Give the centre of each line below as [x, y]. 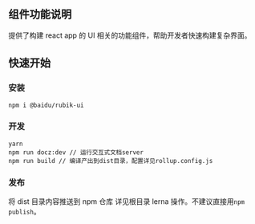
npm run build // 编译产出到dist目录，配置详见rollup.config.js [111, 161]
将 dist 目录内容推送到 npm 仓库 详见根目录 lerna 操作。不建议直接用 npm [127, 202]
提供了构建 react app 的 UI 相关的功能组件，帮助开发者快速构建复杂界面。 [130, 35]
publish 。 [25, 212]
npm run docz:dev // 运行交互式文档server [76, 152]
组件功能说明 [40, 14]
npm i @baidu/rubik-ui [46, 105]
